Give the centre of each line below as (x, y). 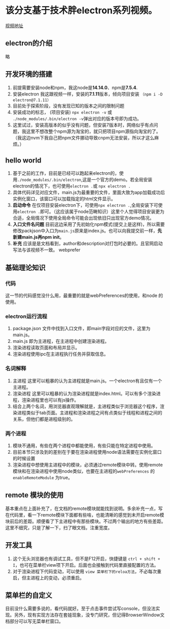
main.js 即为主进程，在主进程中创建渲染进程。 (61, 341)
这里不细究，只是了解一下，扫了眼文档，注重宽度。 (59, 527)
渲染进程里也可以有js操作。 (50, 400)
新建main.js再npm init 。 (38, 237)
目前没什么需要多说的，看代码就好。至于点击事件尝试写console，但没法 (80, 609)
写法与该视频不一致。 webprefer (46, 250)
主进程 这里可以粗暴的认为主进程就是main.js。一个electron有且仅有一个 (87, 381)
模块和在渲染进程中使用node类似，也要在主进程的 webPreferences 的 (84, 471)
